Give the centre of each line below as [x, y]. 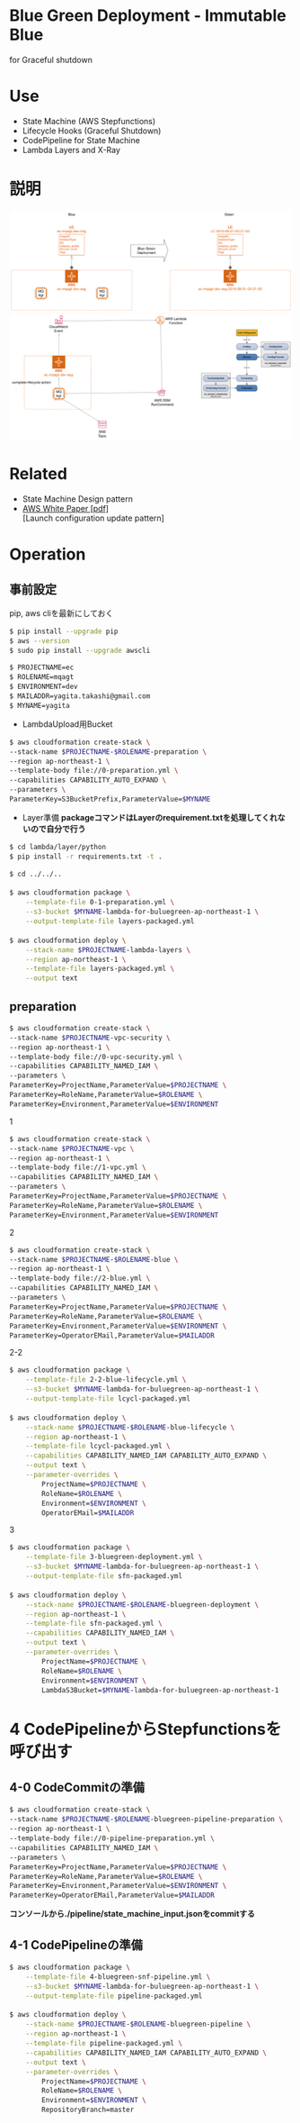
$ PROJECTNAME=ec [42, 667]
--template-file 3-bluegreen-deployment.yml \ [114, 1557]
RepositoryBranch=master [88, 2110]
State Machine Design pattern [77, 499]
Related [38, 474]
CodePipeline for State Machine [81, 140]
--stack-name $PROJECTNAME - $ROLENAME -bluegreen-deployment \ [142, 1604]
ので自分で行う [58, 829]
